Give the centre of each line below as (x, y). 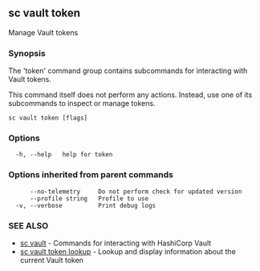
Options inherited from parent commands (91, 175)
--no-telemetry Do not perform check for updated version (136, 192)
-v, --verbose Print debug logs (86, 205)
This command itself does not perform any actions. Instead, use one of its (130, 95)
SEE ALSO (28, 225)
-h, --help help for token (64, 155)
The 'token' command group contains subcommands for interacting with (128, 71)
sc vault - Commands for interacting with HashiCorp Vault (116, 243)
